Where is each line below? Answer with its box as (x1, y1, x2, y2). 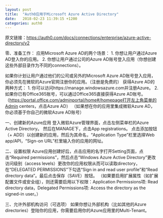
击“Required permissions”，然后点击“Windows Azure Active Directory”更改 (5, 155, 156, 160)
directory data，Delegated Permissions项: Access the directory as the (5, 185, 146, 191)
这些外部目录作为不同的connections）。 (5, 62, 84, 68)
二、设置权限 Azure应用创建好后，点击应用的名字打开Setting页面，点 (5, 148, 144, 154)
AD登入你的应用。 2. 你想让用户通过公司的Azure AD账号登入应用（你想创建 (5, 57, 156, 62)
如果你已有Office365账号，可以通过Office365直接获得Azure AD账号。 (5, 91, 145, 97)
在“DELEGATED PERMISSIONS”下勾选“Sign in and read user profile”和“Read (5, 167, 158, 173)
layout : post (5, 7, 32, 12)
